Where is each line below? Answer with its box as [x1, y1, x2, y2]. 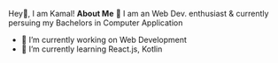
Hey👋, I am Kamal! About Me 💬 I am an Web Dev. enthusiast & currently [8, 9, 269, 18]
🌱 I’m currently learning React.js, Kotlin [20, 44, 163, 54]
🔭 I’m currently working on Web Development [20, 35, 188, 45]
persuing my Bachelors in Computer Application [8, 17, 183, 28]
